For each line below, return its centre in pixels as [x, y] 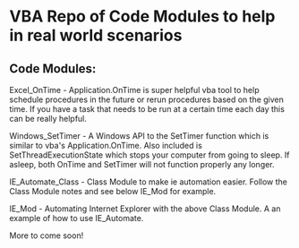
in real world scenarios [96, 35]
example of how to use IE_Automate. [77, 218]
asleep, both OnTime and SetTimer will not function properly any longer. [142, 164]
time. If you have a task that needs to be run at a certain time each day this [147, 109]
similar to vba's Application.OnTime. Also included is [106, 145]
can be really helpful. [48, 119]
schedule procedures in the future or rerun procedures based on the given [147, 99]
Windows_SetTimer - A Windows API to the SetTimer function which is [139, 136]
